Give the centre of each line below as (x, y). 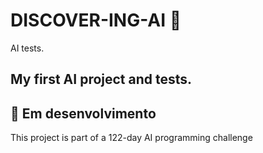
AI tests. (27, 48)
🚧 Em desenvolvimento (83, 113)
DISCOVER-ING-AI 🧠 (96, 20)
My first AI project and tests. (101, 79)
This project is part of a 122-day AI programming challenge (131, 138)
